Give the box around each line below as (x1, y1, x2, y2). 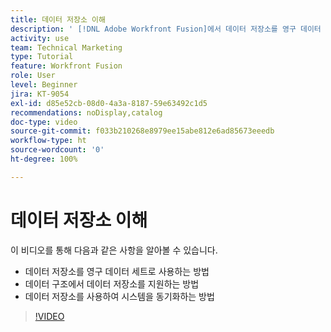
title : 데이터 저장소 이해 (10, 14, 106, 25)
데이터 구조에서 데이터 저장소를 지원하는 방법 (24, 277, 200, 290)
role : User (10, 71, 56, 81)
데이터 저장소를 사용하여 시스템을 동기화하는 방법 (24, 290, 215, 302)
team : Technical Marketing (10, 42, 123, 53)
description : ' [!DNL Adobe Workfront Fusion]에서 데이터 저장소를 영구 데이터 (10, 24, 322, 34)
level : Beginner (10, 80, 78, 90)
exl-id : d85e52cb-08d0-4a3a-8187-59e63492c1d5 (10, 98, 208, 108)
